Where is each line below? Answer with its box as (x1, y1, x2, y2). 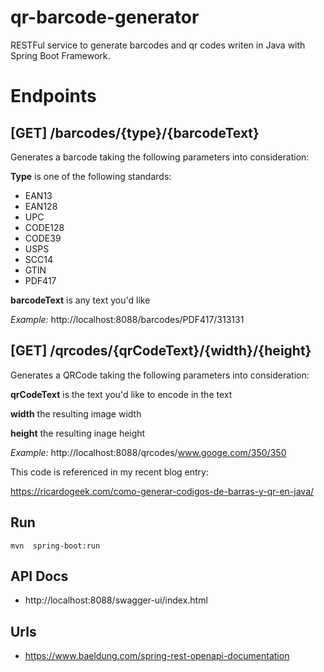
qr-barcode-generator (10, 6, 200, 29)
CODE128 (24, 221, 65, 233)
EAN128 (24, 200, 58, 212)
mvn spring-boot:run (10, 541, 101, 551)
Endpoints (10, 85, 97, 108)
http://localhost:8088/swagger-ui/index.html (24, 594, 208, 606)
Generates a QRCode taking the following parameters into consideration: (10, 369, 310, 381)
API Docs (10, 567, 69, 585)
